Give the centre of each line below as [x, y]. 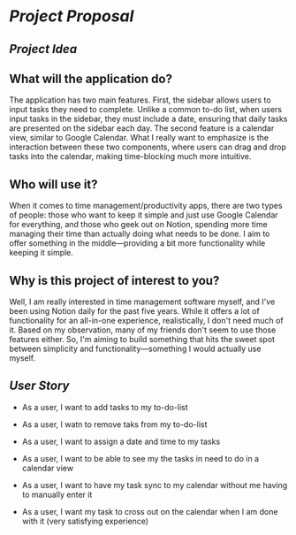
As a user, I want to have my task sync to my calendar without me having [155, 485]
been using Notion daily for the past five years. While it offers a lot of [135, 311]
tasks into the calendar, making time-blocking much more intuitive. [130, 157]
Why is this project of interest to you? [114, 280]
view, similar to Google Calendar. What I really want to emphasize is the [139, 138]
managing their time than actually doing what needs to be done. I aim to [140, 234]
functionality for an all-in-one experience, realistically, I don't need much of [147, 321]
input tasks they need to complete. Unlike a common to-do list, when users [146, 110]
